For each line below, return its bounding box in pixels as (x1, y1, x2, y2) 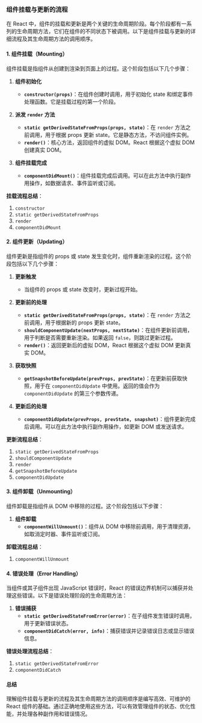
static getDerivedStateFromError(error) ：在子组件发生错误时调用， (23, 612, 195, 619)
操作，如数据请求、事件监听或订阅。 (29, 179, 119, 186)
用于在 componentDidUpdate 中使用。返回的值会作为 (34, 382, 161, 390)
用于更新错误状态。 (23, 620, 72, 627)
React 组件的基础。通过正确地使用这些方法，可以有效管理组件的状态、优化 (6, 702, 191, 710)
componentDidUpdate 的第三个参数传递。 (23, 390, 122, 397)
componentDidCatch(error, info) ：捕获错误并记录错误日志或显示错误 (23, 627, 195, 634)
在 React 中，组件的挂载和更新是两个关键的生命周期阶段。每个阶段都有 (6, 20, 182, 28)
